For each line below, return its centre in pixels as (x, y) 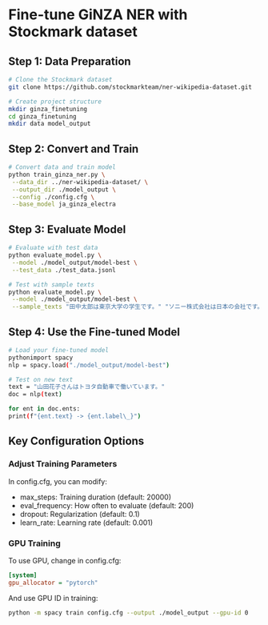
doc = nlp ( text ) (35, 395)
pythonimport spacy (41, 358)
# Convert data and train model (62, 167)
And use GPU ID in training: (53, 598)
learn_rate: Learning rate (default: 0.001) (86, 523)
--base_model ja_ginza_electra (64, 204)
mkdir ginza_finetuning (48, 109)
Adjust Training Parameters (63, 464)
